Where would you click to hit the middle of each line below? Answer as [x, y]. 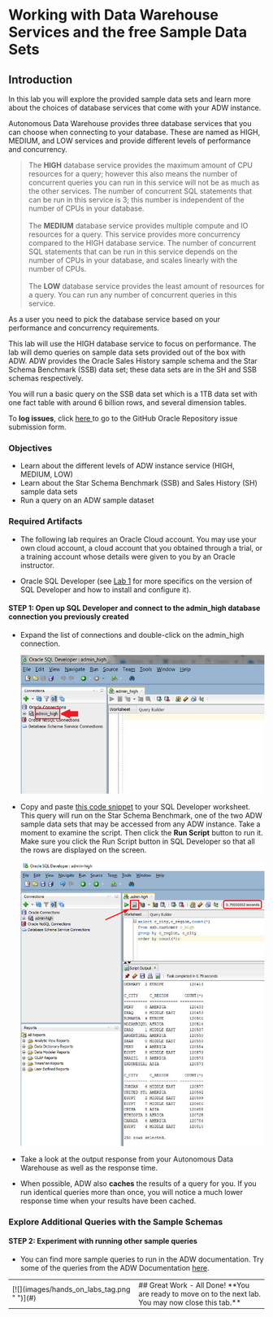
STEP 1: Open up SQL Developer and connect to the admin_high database [134, 608]
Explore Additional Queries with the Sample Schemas [116, 1222]
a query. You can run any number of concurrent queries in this [132, 295]
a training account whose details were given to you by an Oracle [128, 556]
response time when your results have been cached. [108, 1201]
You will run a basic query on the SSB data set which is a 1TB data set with [133, 394]
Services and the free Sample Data [128, 32]
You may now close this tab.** [190, 1302]
